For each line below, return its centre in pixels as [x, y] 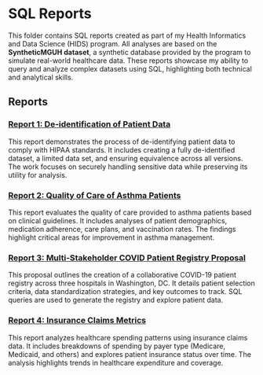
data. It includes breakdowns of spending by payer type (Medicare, [117, 346]
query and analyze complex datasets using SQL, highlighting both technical [130, 68]
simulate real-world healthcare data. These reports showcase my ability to [128, 61]
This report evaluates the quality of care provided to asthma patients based [130, 212]
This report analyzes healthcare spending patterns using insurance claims [128, 337]
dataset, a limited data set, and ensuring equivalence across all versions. [126, 158]
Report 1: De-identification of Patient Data [89, 124]
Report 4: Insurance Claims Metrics [77, 321]
